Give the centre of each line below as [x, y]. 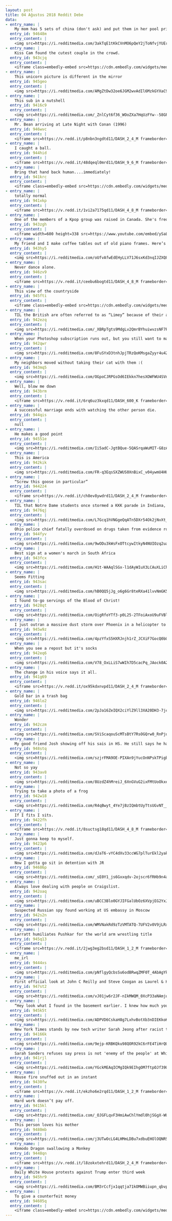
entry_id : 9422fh [28, 820]
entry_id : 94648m [28, 34]
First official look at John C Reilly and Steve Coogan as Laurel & [89, 982]
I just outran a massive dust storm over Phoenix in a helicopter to [90, 625]
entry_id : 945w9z [28, 629]
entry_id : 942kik [28, 463]
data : [11, 19]
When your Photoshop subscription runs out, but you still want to [88, 339]
